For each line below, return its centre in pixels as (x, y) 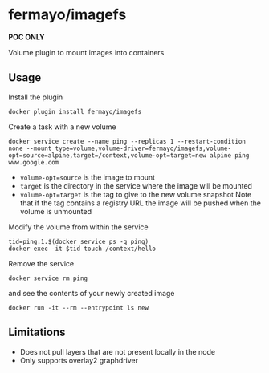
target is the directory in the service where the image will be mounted (136, 185)
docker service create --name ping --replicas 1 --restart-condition (127, 141)
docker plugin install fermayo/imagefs (75, 111)
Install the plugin (36, 97)
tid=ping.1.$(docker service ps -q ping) (79, 241)
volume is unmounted (56, 211)
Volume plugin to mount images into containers (86, 52)
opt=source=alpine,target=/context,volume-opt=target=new (107, 155)
